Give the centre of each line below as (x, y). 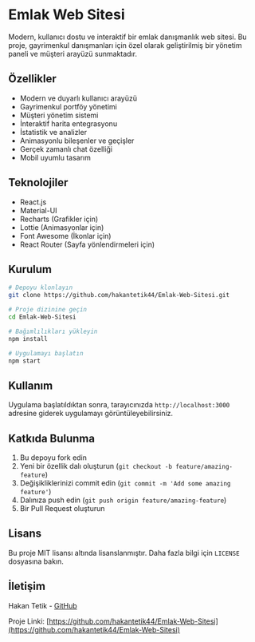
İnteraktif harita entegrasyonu (69, 123)
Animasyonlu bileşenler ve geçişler (77, 141)
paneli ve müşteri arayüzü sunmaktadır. (73, 53)
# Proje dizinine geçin (48, 310)
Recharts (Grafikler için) (59, 219)
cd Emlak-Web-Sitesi (43, 317)
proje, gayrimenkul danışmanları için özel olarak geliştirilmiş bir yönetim (125, 45)
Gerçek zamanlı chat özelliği (66, 149)
